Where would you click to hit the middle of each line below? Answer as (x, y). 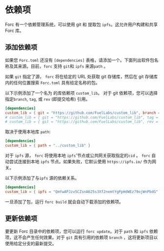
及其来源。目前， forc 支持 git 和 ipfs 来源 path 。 (59, 66)
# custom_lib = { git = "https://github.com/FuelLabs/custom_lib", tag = (82, 117)
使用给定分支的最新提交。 (31, 243)
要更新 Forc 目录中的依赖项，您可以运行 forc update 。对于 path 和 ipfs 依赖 (82, 231)
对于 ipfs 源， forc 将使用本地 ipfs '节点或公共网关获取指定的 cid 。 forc (78, 155)
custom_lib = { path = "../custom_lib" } (48, 146)
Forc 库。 (15, 30)
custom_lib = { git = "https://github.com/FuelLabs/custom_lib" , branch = (83, 113)
